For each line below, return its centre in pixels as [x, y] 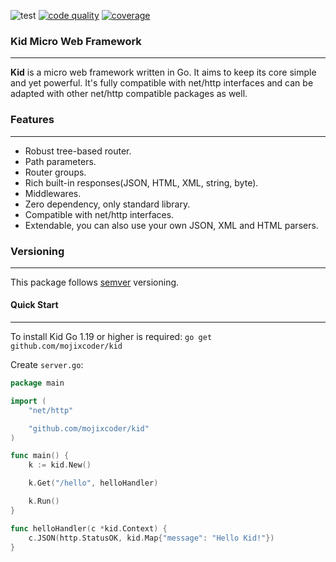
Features [32, 120]
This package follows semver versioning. [95, 282]
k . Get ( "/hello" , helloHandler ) [93, 483]
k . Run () [44, 501]
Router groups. [55, 172]
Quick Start [34, 305]
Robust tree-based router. [78, 151]
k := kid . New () [60, 465]
